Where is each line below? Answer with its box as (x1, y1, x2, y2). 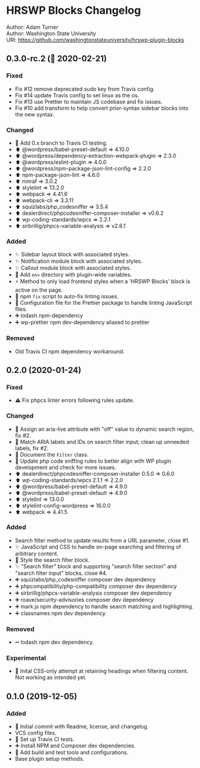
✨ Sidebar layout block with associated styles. (14, 251, 130, 258)
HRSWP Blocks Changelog (6, 4, 141, 17)
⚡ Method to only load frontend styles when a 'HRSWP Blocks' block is (14, 278, 190, 285)
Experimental (6, 654, 46, 662)
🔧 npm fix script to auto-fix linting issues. (14, 293, 119, 300)
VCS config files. (14, 730, 57, 737)
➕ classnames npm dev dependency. (14, 610, 107, 617)
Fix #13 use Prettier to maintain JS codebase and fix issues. (14, 98, 163, 105)
